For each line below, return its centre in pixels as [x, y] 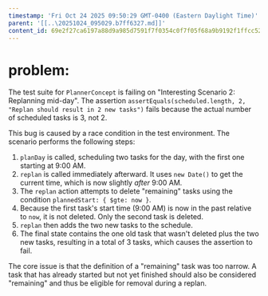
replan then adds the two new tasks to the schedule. [106, 226]
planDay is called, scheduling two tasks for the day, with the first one [132, 158]
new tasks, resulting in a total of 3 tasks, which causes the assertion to [136, 242]
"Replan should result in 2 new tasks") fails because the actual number [130, 110]
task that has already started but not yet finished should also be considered [132, 275]
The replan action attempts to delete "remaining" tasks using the [126, 191]
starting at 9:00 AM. [53, 166]
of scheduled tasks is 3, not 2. [58, 118]
